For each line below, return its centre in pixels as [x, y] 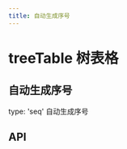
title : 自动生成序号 [39, 16]
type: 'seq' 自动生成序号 [49, 111]
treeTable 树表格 [63, 58]
